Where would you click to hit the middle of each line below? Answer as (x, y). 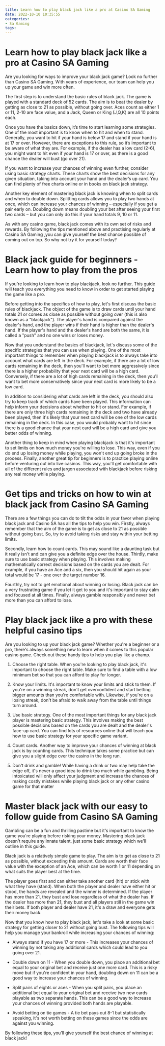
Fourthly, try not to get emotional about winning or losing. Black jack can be (82, 584)
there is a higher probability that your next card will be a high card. (72, 371)
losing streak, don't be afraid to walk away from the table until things (82, 700)
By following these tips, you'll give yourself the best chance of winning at (79, 1033)
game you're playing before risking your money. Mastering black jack (75, 836)
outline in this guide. (26, 846)
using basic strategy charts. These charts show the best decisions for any (80, 174)
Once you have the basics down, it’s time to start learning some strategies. (81, 127)
